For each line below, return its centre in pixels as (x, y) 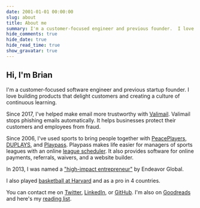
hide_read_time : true (33, 46)
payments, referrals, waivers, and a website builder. (70, 157)
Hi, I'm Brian (29, 75)
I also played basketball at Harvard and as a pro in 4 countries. (83, 180)
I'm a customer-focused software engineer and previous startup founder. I (98, 89)
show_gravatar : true (32, 51)
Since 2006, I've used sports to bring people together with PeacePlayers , (96, 138)
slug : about (21, 17)
